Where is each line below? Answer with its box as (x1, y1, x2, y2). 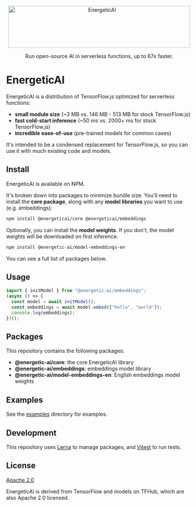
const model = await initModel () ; (11, 299, 96, 305)
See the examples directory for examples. (6, 410, 108, 418)
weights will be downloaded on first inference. (6, 233, 119, 240)
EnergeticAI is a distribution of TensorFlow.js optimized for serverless (6, 92, 175, 100)
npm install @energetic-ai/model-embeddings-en (6, 244, 126, 250)
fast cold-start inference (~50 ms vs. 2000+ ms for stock (14, 117, 156, 124)
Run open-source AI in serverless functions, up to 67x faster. (25, 53, 174, 59)
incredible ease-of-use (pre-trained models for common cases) (14, 129, 172, 136)
